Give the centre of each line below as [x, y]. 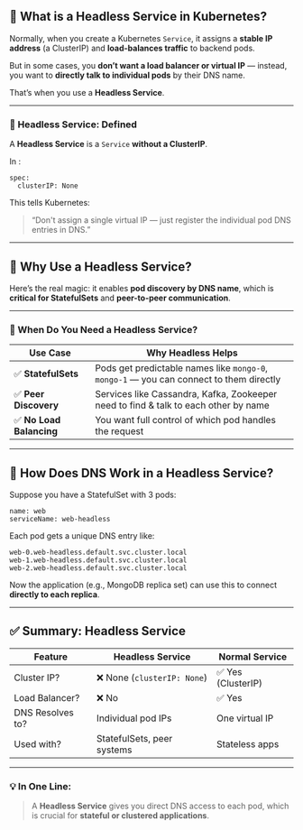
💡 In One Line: [41, 786]
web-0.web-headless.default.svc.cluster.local [98, 553]
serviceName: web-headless [60, 520]
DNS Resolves [44, 712]
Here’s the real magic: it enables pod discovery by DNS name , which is [142, 288]
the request [119, 431]
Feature [50, 657]
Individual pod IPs [134, 718]
